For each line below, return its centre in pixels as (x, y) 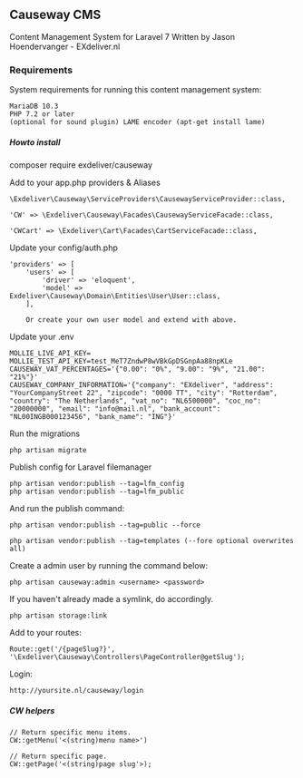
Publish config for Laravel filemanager (81, 467)
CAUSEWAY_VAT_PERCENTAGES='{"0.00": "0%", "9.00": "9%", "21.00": (137, 370)
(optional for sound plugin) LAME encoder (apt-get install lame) (137, 122)
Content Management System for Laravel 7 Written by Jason (122, 36)
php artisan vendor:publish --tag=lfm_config (97, 484)
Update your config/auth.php (64, 248)
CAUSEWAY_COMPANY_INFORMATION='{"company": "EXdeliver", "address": (142, 385)
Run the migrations (44, 433)
